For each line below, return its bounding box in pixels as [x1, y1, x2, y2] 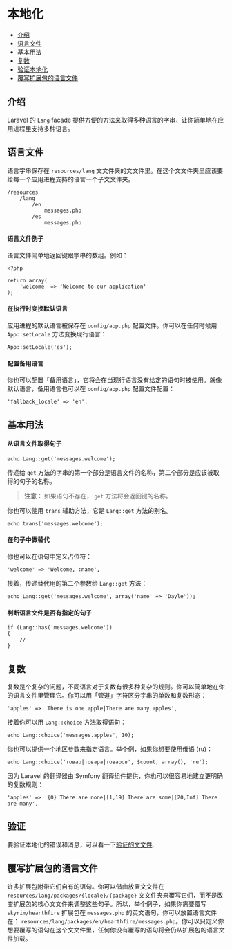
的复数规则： [7, 780, 43, 788]
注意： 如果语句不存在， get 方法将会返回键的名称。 [23, 491, 173, 500]
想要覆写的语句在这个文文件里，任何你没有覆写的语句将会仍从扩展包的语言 [7, 925, 219, 934]
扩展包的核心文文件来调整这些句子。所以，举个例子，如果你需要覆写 [12, 899, 207, 907]
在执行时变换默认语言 [7, 305, 68, 313]
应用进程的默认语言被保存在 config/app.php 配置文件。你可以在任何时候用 [7, 321, 217, 329]
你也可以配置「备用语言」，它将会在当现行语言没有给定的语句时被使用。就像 [7, 376, 222, 384]
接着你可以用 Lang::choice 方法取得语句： [7, 718, 126, 726]
